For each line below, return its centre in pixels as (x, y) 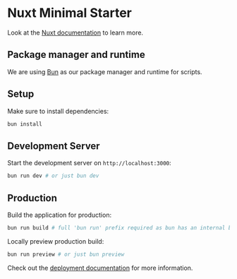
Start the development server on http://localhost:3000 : (89, 163)
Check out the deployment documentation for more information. (100, 268)
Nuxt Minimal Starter (70, 13)
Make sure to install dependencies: (58, 111)
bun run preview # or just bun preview (66, 254)
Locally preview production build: (56, 241)
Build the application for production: (59, 215)
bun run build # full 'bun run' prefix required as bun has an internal (116, 227)
